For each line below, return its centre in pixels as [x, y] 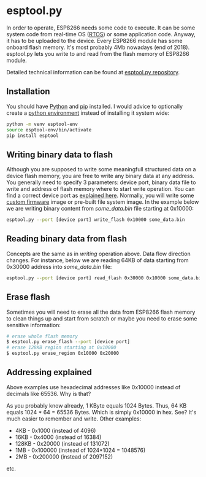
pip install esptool [33, 136]
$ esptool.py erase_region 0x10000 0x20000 [63, 354]
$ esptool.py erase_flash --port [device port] [68, 342]
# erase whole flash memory [42, 336]
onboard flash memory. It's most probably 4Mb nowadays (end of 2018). [98, 47]
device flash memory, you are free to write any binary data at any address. [101, 176]
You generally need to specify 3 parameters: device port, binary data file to [101, 182]
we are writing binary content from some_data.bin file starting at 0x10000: [100, 209]
